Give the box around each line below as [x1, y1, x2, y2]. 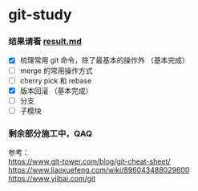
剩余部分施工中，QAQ [8, 128, 93, 139]
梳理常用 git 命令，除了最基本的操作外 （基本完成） [19, 55, 190, 65]
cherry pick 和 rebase [19, 75, 92, 85]
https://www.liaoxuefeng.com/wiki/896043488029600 [8, 165, 190, 175]
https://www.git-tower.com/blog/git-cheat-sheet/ [8, 156, 171, 166]
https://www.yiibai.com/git [8, 174, 96, 184]
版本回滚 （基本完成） [19, 86, 93, 95]
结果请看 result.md [8, 36, 83, 47]
